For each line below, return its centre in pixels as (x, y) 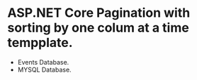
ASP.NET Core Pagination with (99, 13)
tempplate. (40, 43)
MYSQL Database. (45, 69)
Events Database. (43, 62)
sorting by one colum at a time (98, 28)
